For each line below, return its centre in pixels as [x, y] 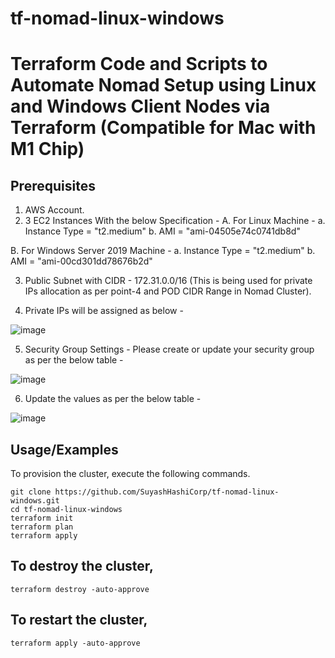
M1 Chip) [47, 149]
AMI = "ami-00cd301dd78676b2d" [81, 261]
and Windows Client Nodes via [140, 106]
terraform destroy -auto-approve [80, 589]
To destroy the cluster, [82, 566]
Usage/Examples [64, 449]
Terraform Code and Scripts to [139, 64]
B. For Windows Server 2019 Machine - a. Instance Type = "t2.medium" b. [163, 251]
